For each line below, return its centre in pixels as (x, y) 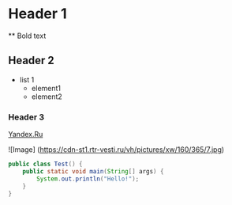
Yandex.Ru (26, 135)
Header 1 (37, 14)
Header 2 (32, 61)
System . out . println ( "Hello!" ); (88, 179)
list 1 (27, 79)
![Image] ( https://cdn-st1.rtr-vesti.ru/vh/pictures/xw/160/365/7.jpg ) (116, 150)
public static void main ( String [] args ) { (93, 171)
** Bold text (27, 36)
